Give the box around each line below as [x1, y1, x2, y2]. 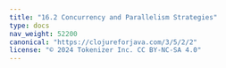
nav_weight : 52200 [9, 29, 78, 38]
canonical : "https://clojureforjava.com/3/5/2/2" [9, 37, 198, 47]
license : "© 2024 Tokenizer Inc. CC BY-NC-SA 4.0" [9, 46, 202, 55]
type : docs [9, 21, 50, 30]
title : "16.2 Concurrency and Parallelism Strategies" [9, 12, 218, 22]
